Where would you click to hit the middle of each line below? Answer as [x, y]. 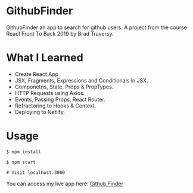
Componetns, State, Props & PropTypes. [64, 87]
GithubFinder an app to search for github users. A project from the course [97, 27]
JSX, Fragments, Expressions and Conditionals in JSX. [81, 80]
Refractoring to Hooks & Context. [55, 106]
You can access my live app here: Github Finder [65, 183]
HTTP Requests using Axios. [50, 93]
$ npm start [21, 162]
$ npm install [24, 152]
